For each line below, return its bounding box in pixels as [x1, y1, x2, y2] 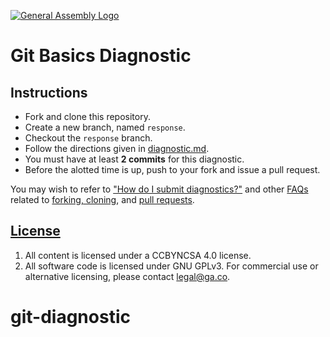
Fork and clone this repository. [24, 111, 151, 122]
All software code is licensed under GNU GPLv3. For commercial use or [24, 260, 319, 272]
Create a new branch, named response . [24, 121, 186, 133]
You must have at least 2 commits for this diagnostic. [24, 153, 245, 165]
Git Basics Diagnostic [10, 45, 192, 67]
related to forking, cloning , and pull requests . [10, 194, 195, 205]
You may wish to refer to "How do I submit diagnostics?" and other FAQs [10, 183, 309, 195]
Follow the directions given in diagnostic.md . [24, 143, 210, 154]
